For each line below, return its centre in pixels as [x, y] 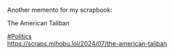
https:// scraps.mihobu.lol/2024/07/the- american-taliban [87, 43]
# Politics [20, 36]
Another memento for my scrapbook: [60, 10]
